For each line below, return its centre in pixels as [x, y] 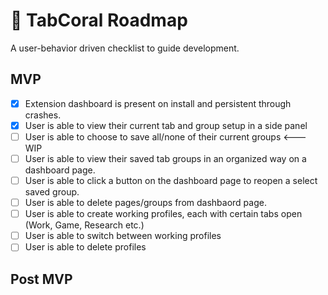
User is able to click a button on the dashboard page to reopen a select [171, 180]
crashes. [43, 115]
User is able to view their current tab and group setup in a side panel [166, 125]
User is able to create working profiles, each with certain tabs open [163, 214]
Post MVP [41, 279]
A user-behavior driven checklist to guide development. [125, 48]
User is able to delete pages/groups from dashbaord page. [145, 203]
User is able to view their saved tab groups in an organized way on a [165, 158]
